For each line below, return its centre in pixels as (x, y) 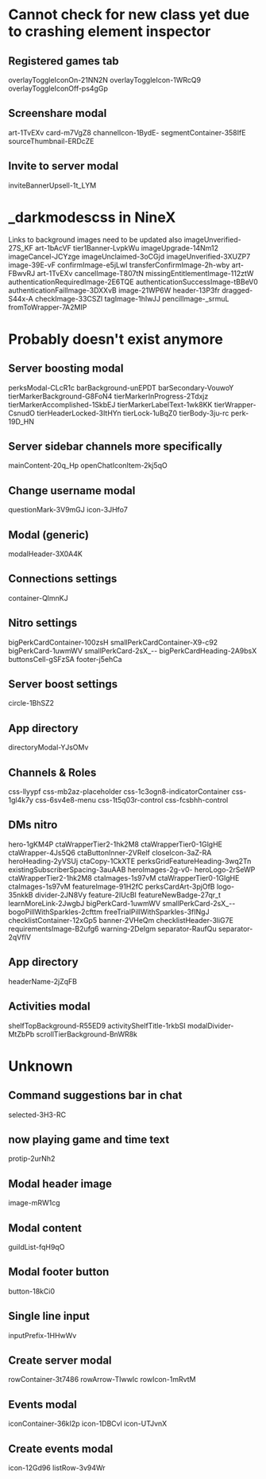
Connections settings (63, 579)
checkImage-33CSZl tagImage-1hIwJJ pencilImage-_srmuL (132, 298)
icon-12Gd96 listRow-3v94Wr (57, 1468)
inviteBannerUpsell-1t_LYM (52, 185)
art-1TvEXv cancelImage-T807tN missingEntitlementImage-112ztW (145, 273)
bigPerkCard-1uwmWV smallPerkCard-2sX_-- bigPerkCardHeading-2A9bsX (133, 651)
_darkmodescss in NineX (92, 217)
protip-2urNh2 (32, 1158)
